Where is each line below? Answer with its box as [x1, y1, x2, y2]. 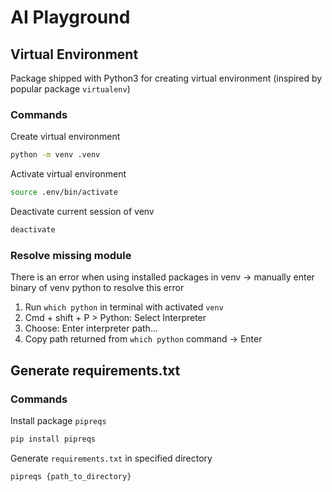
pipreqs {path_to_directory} [10, 471, 132, 481]
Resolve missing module [10, 248, 132, 262]
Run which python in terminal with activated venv [24, 301, 224, 313]
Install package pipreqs [10, 414, 107, 426]
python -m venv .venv [10, 150, 101, 160]
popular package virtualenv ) [10, 83, 131, 95]
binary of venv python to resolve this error [10, 282, 185, 294]
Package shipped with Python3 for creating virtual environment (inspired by [10, 72, 323, 84]
